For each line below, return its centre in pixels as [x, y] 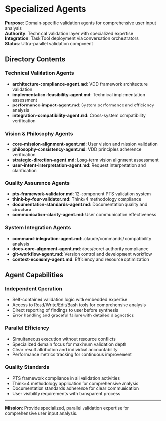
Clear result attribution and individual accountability [65, 349]
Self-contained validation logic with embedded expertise [70, 300]
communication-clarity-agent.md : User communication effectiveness [84, 215]
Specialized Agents [46, 9]
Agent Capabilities [34, 275]
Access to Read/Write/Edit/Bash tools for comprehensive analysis [79, 305]
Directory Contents [35, 59]
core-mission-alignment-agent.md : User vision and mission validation [85, 144]
